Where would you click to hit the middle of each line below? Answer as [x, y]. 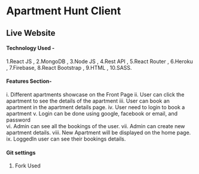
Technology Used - [30, 48]
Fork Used [27, 166]
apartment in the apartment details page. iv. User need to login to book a [96, 107]
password [19, 120]
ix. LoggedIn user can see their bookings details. [66, 139]
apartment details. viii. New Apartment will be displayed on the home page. [99, 132]
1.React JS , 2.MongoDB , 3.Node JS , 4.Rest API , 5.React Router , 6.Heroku [99, 61]
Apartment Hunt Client [64, 11]
